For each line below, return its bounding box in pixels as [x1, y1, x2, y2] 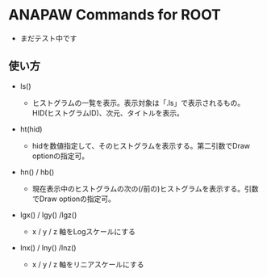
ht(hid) [19, 124, 43, 134]
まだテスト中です [19, 33, 77, 43]
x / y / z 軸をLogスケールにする [31, 226, 136, 236]
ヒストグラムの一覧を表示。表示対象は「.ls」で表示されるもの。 [31, 98, 244, 107]
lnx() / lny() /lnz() [19, 242, 77, 252]
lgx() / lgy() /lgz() [19, 210, 77, 220]
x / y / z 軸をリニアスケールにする [31, 259, 144, 269]
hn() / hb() [19, 167, 55, 177]
